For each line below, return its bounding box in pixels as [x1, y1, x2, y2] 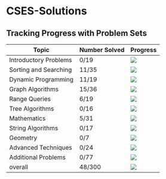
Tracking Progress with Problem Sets [6, 28, 147, 38]
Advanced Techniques [9, 144, 73, 151]
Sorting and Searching [9, 66, 72, 74]
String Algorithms [9, 124, 59, 132]
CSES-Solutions [6, 4, 88, 18]
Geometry [9, 134, 38, 142]
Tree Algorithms [9, 105, 54, 113]
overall [9, 163, 29, 171]
